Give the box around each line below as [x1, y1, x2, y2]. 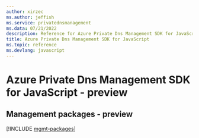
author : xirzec [6, 8, 44, 15]
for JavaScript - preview [6, 86, 128, 99]
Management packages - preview [6, 109, 133, 120]
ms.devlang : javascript [6, 48, 65, 54]
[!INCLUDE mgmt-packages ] [6, 125, 76, 132]
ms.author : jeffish [6, 14, 54, 20]
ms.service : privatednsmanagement [6, 20, 92, 26]
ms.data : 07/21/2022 [6, 25, 57, 32]
